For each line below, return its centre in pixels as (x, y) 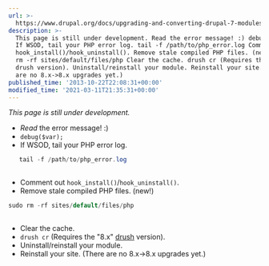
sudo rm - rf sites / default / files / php (71, 206)
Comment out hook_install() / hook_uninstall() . (99, 183)
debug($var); (42, 137)
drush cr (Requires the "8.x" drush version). (92, 236)
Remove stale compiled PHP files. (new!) (87, 191)
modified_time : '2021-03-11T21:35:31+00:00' (84, 90)
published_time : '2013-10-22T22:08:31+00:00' (85, 82)
